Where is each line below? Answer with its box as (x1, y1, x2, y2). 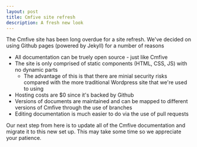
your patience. (6, 135, 42, 142)
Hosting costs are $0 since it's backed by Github (14, 91, 134, 98)
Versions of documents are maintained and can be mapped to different (14, 98, 188, 105)
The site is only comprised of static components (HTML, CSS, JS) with (14, 60, 188, 67)
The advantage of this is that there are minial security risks (23, 72, 167, 80)
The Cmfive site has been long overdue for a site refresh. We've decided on (6, 36, 192, 43)
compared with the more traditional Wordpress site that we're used (23, 79, 188, 86)
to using (23, 85, 44, 92)
